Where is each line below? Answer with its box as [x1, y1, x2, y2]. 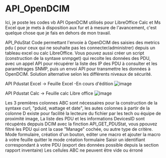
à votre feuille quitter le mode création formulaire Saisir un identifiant [5, 137, 145, 143]
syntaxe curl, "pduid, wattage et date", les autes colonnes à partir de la [5, 105, 150, 111]
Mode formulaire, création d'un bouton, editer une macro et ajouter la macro [5, 131, 161, 137]
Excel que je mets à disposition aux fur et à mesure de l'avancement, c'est [5, 24, 157, 30]
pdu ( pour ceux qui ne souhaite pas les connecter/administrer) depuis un [5, 45, 155, 51]
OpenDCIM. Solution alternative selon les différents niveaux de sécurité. [5, 71, 152, 77]
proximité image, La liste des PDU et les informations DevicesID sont [5, 115, 145, 121]
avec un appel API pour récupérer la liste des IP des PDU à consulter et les [5, 60, 158, 66]
